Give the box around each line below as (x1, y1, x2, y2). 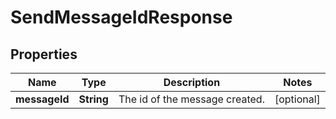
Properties (10, 46, 78, 63)
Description (163, 76, 221, 89)
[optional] (274, 92, 321, 106)
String (78, 92, 109, 106)
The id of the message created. (118, 92, 265, 106)
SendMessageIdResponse (10, 6, 233, 29)
